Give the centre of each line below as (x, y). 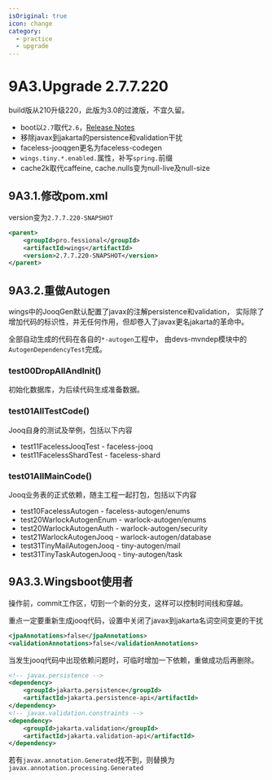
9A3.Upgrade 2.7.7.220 (88, 87)
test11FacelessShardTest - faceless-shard (90, 455)
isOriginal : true (38, 16)
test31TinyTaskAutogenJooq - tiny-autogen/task (101, 554)
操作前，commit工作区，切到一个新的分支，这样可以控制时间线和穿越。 (128, 603)
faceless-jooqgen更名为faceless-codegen (91, 148)
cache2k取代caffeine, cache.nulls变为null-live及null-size (115, 169)
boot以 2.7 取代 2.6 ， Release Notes (77, 128)
